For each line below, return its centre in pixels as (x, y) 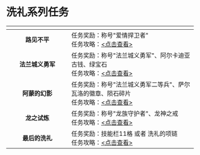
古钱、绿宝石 (89, 64)
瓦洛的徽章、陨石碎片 (101, 93)
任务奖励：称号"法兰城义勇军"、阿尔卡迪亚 (131, 55)
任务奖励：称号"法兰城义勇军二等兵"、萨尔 (131, 84)
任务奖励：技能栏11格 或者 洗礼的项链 (124, 134)
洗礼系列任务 (38, 12)
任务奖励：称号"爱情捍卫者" (110, 35)
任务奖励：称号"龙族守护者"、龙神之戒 (125, 113)
